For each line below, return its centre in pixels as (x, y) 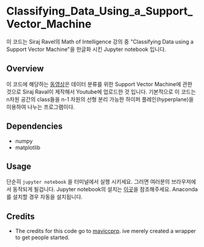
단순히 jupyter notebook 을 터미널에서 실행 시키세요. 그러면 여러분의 (88, 182)
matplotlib (28, 147)
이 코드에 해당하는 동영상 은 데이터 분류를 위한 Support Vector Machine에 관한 (100, 84)
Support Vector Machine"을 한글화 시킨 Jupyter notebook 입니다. (86, 49)
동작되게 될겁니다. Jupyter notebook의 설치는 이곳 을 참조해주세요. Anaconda (105, 189)
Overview (25, 69)
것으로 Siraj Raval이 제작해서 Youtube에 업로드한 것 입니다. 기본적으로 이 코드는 (101, 92)
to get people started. (42, 237)
